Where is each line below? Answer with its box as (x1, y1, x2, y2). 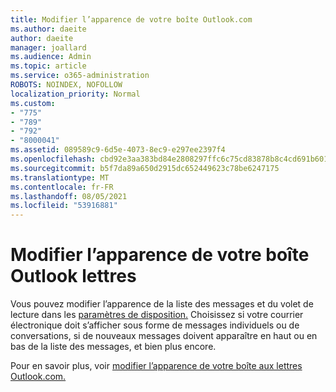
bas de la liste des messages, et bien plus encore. (10, 341, 217, 353)
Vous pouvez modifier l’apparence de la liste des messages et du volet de (10, 298, 314, 310)
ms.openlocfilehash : (10, 154, 97, 164)
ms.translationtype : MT (10, 172, 110, 183)
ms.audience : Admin (10, 52, 92, 62)
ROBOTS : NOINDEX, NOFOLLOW (10, 80, 123, 90)
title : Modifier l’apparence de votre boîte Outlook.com (10, 14, 253, 25)
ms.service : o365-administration (10, 71, 150, 81)
